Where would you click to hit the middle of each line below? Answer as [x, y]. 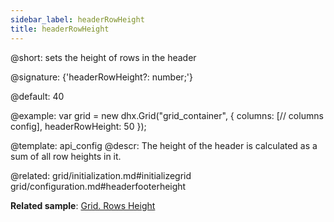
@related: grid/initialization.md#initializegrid [101, 175]
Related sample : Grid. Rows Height [83, 205]
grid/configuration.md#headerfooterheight [98, 186]
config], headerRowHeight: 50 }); [78, 126]
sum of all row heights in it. [66, 156]
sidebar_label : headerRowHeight [77, 19]
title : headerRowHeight [60, 29]
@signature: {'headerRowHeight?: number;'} [102, 77]
